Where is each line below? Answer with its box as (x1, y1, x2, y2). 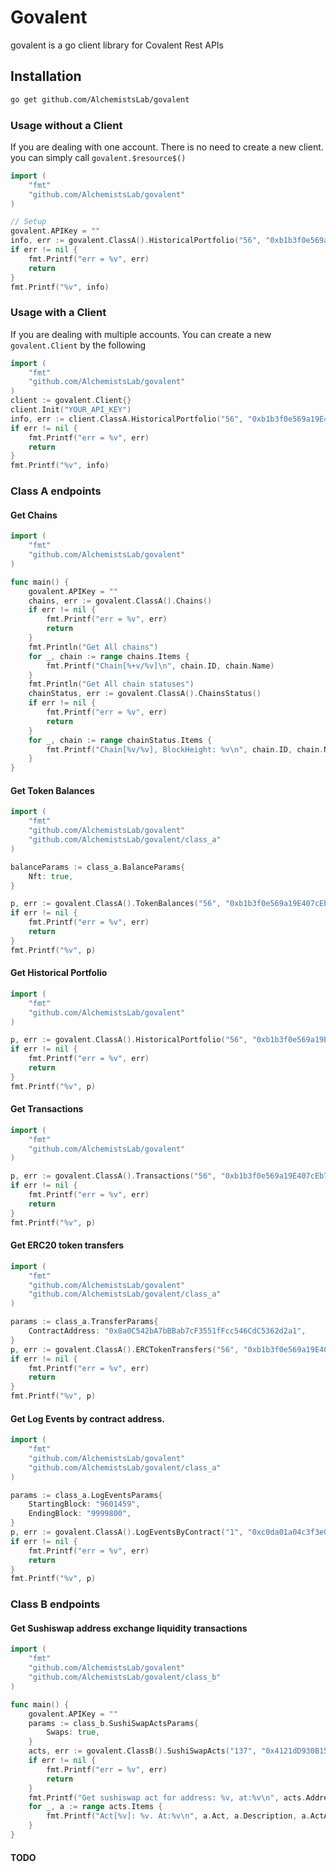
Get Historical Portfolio (10, 967, 108, 979)
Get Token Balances (10, 784, 95, 796)
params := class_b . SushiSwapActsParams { (28, 1718, 199, 1728)
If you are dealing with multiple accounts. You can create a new (10, 328, 272, 340)
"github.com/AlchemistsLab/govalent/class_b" (28, 1672, 222, 1683)
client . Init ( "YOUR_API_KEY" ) (10, 405, 132, 415)
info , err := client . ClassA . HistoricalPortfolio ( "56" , (10, 414, 244, 424)
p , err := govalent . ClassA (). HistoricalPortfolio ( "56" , (10, 1035, 248, 1045)
